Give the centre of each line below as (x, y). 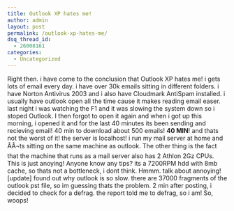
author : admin (28, 20)
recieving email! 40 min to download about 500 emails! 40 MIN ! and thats (113, 130)
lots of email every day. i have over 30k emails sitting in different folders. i (113, 86)
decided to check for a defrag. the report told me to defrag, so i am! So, (110, 193)
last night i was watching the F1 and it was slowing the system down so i (111, 108)
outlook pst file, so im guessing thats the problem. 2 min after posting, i (110, 185)
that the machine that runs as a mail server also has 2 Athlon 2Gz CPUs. (111, 156)
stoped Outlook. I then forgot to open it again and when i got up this (105, 116)
